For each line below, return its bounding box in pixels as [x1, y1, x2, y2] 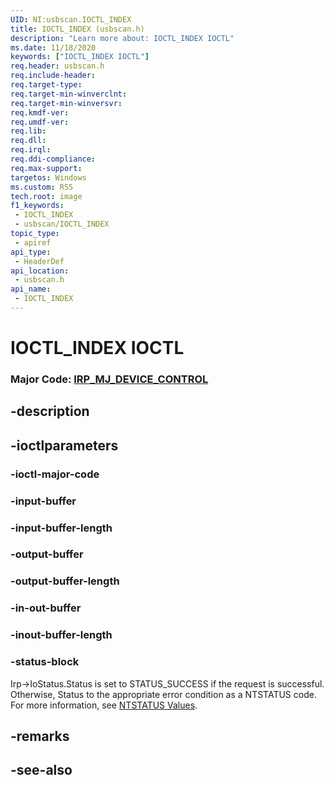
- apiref [14, 237, 52, 248]
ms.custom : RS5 [10, 182, 74, 192]
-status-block [10, 655, 80, 669]
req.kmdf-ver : [10, 107, 70, 118]
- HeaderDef [14, 256, 65, 266]
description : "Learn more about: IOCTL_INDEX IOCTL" [10, 33, 235, 43]
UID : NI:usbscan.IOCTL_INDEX [10, 14, 132, 25]
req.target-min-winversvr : [10, 98, 123, 108]
